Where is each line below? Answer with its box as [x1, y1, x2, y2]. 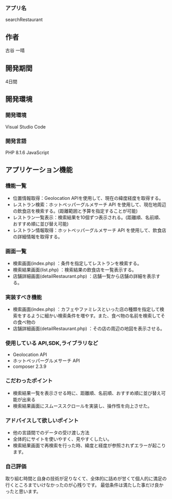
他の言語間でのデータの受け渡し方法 [12, 430, 90, 436]
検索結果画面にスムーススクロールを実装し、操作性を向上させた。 [12, 402, 152, 409]
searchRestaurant [5, 16, 43, 23]
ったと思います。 [5, 488, 41, 494]
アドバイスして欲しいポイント [5, 417, 79, 424]
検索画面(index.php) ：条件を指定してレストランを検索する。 [12, 260, 142, 266]
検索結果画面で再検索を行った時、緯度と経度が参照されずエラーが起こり [12, 442, 166, 449]
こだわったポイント [5, 377, 53, 384]
